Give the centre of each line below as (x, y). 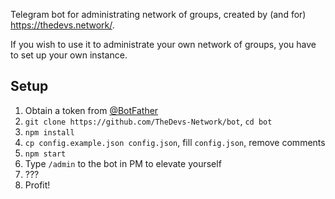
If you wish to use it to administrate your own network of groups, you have (163, 44)
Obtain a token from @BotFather (91, 110)
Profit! (37, 185)
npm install (49, 132)
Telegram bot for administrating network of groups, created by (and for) (158, 14)
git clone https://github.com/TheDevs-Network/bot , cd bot (148, 121)
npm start (45, 154)
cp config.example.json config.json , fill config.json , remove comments (175, 142)
